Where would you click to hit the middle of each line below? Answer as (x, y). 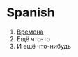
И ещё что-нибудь (44, 46)
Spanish (31, 13)
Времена (30, 32)
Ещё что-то (33, 38)
